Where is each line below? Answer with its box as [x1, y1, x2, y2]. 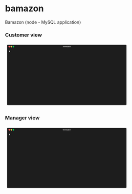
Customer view [5, 31, 43, 38]
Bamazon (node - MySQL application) [5, 19, 81, 25]
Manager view [5, 114, 40, 121]
